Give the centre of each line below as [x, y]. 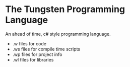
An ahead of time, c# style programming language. [58, 34]
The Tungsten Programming [65, 9]
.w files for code [29, 43]
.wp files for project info [37, 54]
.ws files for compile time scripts [46, 49]
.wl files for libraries [33, 59]
